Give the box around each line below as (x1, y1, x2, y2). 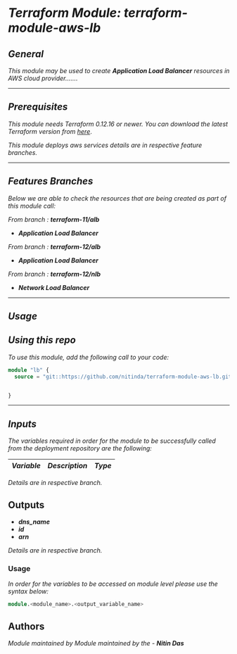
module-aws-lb (8, 20, 101, 36)
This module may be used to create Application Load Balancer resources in (8, 67, 230, 75)
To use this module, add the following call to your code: (8, 353, 169, 361)
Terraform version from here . (8, 127, 92, 135)
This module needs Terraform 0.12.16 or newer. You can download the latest (8, 120, 228, 128)
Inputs (8, 417, 37, 430)
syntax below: (8, 587, 49, 596)
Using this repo (8, 334, 76, 346)
